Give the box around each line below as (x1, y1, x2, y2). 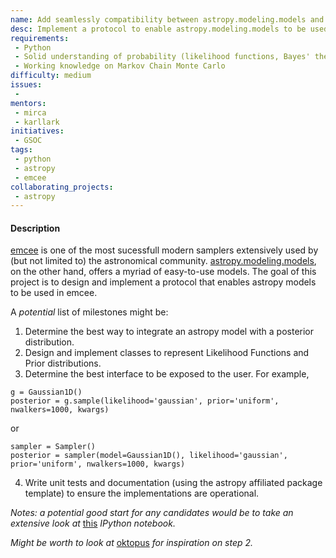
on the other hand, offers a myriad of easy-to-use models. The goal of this (10, 266, 317, 278)
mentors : (10, 98, 47, 108)
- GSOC (14, 136, 43, 146)
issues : (10, 80, 43, 90)
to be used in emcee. (10, 287, 98, 299)
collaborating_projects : (10, 182, 114, 192)
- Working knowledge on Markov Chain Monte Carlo (14, 61, 226, 71)
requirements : (10, 33, 70, 43)
